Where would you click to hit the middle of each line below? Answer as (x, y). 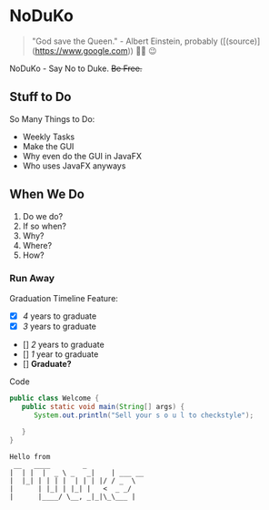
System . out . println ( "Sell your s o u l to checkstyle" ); (144, 415)
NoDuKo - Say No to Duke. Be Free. (76, 68)
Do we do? (43, 216)
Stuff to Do (40, 97)
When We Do (47, 194)
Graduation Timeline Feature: (64, 298)
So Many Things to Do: (52, 118)
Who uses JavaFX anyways (74, 166)
